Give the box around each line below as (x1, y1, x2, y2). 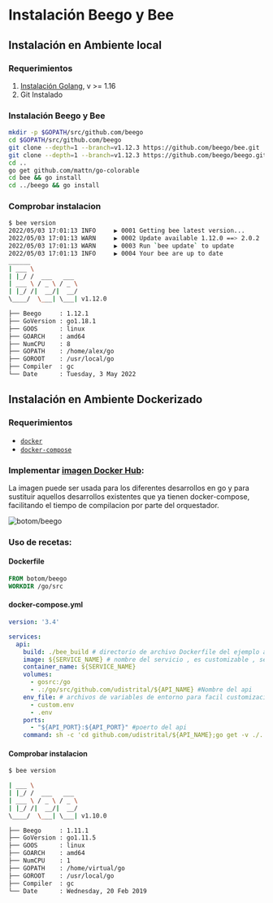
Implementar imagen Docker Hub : (8, 464, 145, 476)
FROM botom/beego (8, 575, 67, 583)
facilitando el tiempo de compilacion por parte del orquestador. (8, 500, 219, 510)
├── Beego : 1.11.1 (8, 826, 89, 835)
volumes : (23, 670, 53, 679)
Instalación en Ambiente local (8, 38, 162, 52)
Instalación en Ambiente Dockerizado (8, 392, 203, 406)
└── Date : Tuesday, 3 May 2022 (8, 370, 136, 379)
